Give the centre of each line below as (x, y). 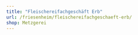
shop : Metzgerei (26, 23)
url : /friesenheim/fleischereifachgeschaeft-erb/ (69, 17)
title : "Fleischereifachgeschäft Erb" (54, 12)
